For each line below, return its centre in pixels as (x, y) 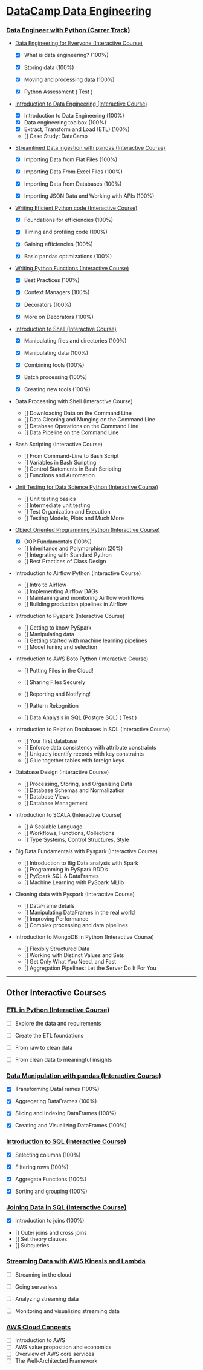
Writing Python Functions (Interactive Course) (72, 269)
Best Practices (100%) (52, 280)
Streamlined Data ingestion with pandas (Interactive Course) (90, 147)
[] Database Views (47, 797)
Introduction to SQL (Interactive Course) (66, 1141)
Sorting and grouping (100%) (51, 1191)
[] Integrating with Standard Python (68, 555)
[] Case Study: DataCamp (56, 136)
